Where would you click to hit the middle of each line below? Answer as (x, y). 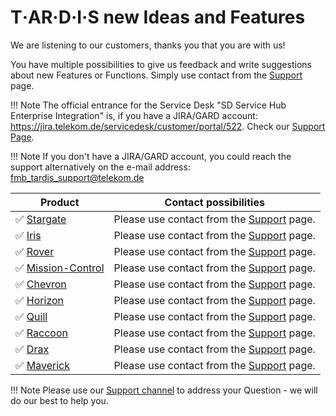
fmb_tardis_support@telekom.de (77, 177)
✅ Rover (35, 251)
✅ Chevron (41, 284)
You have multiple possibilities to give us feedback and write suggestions (161, 64)
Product (59, 202)
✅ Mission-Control (60, 268)
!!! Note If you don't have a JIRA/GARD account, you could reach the (151, 156)
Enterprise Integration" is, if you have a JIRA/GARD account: (134, 115)
